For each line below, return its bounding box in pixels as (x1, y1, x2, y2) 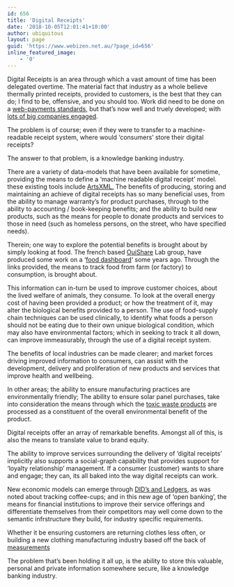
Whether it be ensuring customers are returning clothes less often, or (7, 528, 206, 537)
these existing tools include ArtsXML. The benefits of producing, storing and (7, 182, 226, 191)
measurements (7, 543, 50, 551)
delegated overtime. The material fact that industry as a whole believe (7, 82, 208, 91)
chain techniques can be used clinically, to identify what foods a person (7, 313, 213, 321)
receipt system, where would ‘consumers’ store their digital (33, 133, 204, 141)
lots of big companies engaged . (7, 112, 99, 120)
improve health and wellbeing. (7, 371, 94, 379)
